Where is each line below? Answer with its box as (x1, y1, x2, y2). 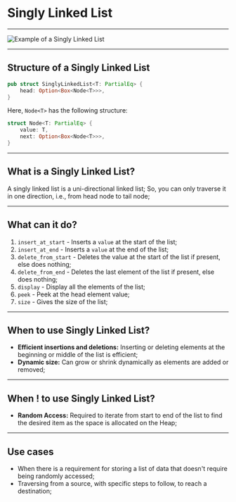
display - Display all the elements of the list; (17, 282, 145, 291)
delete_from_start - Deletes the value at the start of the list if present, (17, 252, 221, 261)
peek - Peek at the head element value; (17, 290, 130, 299)
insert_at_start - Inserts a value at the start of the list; (17, 237, 178, 246)
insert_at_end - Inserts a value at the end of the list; (17, 245, 169, 253)
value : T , (20, 127, 49, 134)
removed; (17, 365, 46, 374)
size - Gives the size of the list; (17, 297, 108, 306)
